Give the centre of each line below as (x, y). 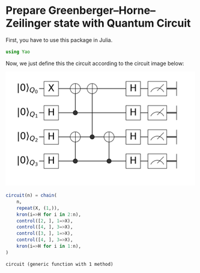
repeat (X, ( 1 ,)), (38, 208)
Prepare (26, 11)
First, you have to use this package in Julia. (59, 40)
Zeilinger (29, 23)
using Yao (18, 52)
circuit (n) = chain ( (32, 196)
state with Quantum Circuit (122, 23)
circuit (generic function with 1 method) (59, 264)
